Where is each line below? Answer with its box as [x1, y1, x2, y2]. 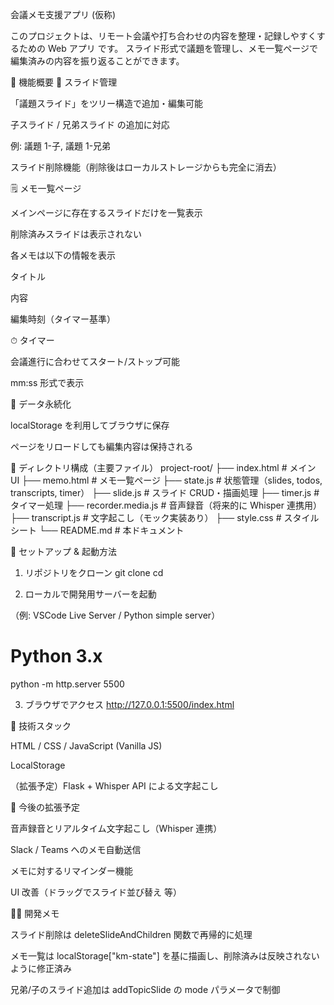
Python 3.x [10, 645, 103, 668]
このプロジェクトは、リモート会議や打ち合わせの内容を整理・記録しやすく [10, 30, 317, 42]
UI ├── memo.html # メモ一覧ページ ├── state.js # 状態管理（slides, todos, [10, 474, 323, 486]
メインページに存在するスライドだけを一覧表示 [10, 207, 203, 218]
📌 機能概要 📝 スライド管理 [10, 76, 118, 88]
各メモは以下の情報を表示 [10, 249, 116, 261]
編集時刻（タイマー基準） [10, 313, 116, 325]
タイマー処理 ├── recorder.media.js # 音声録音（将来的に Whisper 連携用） [10, 499, 322, 511]
